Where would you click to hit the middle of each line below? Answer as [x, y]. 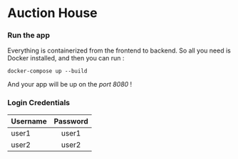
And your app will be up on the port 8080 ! [70, 84]
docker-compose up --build [47, 71]
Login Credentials [38, 103]
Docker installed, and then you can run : [66, 58]
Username [29, 121]
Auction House [52, 13]
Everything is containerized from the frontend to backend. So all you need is [119, 50]
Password [71, 121]
